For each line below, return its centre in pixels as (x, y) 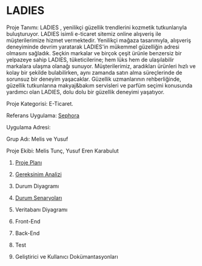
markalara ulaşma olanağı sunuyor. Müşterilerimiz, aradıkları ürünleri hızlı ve (101, 66)
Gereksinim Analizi (38, 174)
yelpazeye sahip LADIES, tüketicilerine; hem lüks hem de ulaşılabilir (90, 60)
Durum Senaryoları (39, 197)
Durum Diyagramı (37, 186)
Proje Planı (29, 162)
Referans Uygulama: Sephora (43, 115)
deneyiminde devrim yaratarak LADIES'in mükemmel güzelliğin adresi (93, 47)
